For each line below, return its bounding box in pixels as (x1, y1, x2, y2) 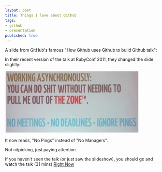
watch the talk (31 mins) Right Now (5, 161, 74, 167)
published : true (5, 33, 38, 38)
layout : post (5, 8, 31, 13)
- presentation (5, 28, 36, 33)
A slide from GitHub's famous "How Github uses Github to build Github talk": (5, 47, 157, 53)
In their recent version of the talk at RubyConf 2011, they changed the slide (5, 57, 154, 62)
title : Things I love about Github (5, 13, 77, 18)
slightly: (5, 62, 21, 67)
